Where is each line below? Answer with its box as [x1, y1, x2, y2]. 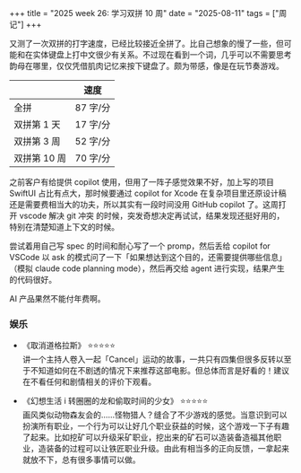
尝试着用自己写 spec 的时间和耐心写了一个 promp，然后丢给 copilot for [9, 241, 271, 251]
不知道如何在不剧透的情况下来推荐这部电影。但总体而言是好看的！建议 [30, 365, 289, 376]
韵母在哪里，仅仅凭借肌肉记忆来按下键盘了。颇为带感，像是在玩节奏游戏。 [9, 61, 284, 71]
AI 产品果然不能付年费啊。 [9, 293, 106, 303]
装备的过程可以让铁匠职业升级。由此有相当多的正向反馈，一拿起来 [46, 443, 289, 454]
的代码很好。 [9, 275, 56, 285]
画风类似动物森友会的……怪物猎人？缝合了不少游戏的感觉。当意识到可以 [21, 409, 288, 420]
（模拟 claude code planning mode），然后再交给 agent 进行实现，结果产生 [9, 263, 285, 274]
